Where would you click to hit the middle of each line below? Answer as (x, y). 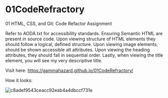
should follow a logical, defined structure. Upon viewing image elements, (82, 44)
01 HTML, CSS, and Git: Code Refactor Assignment (59, 23)
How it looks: (19, 80)
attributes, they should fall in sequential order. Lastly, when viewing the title (84, 55)
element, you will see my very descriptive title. (54, 60)
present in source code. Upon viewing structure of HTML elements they (81, 39)
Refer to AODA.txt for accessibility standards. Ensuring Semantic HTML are (84, 33)
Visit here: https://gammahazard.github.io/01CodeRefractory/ (69, 70)
